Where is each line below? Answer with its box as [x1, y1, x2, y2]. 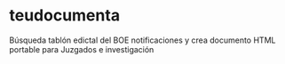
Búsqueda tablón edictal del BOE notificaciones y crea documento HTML [9, 35, 276, 45]
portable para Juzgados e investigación [9, 44, 154, 54]
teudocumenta [9, 5, 121, 26]
